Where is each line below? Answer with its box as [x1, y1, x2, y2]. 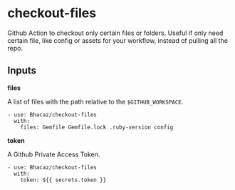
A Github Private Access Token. [7, 150, 100, 159]
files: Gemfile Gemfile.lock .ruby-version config [20, 124, 174, 131]
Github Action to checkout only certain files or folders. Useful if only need [7, 29, 224, 37]
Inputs [7, 64, 37, 76]
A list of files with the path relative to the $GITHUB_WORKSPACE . [7, 97, 184, 106]
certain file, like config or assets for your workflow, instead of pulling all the [7, 36, 228, 44]
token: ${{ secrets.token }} [20, 176, 107, 184]
